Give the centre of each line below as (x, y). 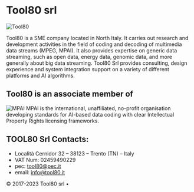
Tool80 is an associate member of (70, 94)
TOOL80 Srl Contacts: (47, 139)
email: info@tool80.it (40, 172)
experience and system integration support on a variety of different (88, 69)
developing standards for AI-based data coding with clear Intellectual (90, 114)
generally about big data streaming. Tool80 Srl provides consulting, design (97, 63)
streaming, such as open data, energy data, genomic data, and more (89, 57)
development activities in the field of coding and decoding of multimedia (94, 44)
